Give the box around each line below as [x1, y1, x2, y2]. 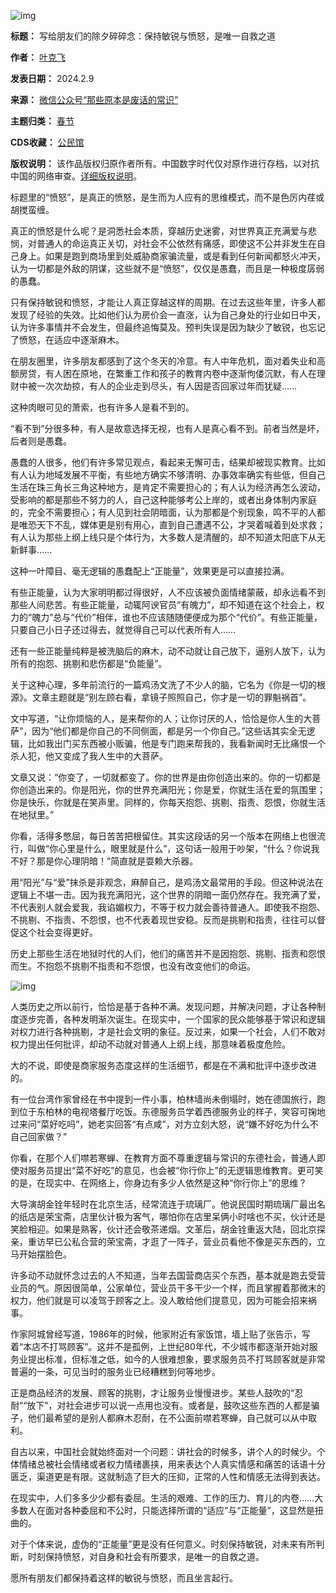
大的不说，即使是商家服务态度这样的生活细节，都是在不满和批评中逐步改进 [10, 1060, 317, 1071]
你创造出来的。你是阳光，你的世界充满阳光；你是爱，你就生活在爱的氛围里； [10, 784, 326, 795]
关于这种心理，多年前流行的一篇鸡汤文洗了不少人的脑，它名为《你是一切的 [10, 679, 317, 690]
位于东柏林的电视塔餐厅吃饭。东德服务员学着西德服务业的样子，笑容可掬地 [18, 1106, 326, 1117]
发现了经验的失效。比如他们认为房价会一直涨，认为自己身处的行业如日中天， [10, 309, 326, 320]
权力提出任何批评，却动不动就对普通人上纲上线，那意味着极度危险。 [10, 1038, 291, 1050]
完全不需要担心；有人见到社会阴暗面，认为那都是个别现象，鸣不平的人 [27, 506, 317, 518]
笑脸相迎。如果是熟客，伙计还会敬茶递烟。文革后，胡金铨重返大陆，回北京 [10, 1223, 317, 1235]
